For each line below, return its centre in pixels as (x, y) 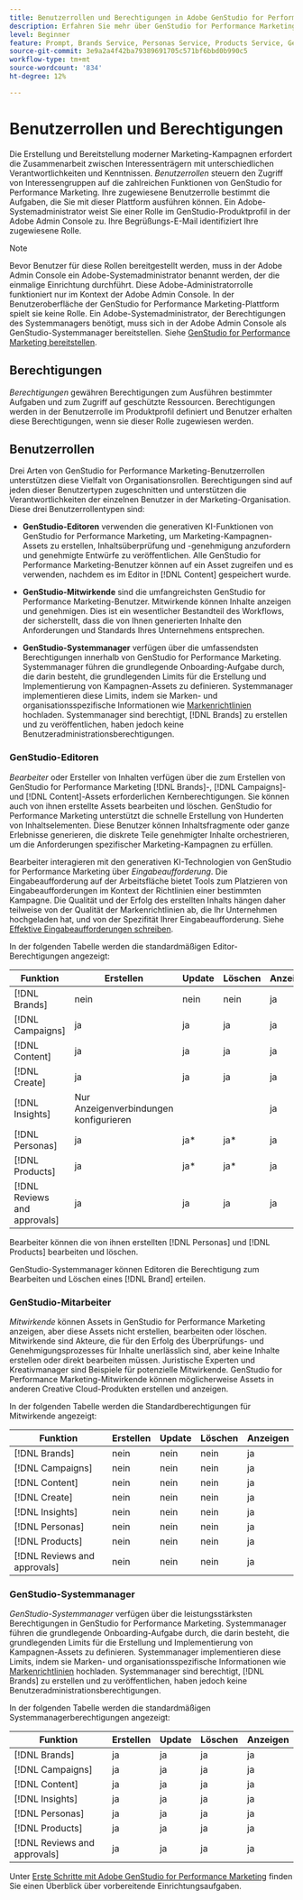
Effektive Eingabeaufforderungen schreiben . (92, 929)
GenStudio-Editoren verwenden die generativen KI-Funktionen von (148, 527)
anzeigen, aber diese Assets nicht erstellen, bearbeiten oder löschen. (138, 1331)
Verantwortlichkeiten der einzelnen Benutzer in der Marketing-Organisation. (150, 500)
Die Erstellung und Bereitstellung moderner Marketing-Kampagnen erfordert (151, 153)
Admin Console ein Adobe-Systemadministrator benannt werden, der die (145, 275)
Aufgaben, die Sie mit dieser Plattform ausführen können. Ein (123, 202)
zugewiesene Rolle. (46, 230)
